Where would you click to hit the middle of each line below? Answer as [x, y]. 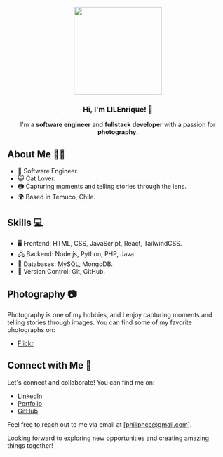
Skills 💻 [25, 222]
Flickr [25, 343]
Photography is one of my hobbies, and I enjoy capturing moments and [110, 314]
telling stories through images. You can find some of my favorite [100, 322]
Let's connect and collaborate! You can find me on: [81, 382]
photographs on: [31, 329]
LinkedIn [30, 396]
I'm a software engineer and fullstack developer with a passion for [118, 125]
